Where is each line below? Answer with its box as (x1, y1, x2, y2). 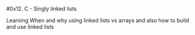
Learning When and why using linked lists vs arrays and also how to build (6, 17, 190, 24)
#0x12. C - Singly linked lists (6, 5, 77, 12)
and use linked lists (6, 24, 55, 30)
